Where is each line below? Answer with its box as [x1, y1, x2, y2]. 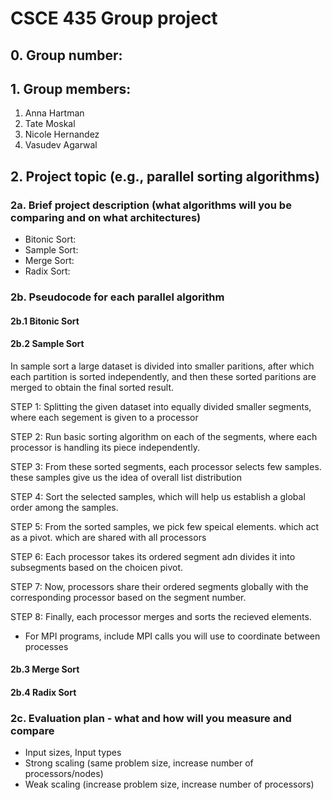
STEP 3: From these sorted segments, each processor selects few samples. [10, 460, 322, 472]
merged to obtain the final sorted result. [10, 381, 175, 393]
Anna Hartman [24, 107, 85, 119]
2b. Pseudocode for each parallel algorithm [10, 290, 225, 304]
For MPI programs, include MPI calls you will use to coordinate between [24, 630, 321, 642]
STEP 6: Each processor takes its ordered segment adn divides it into [10, 550, 296, 562]
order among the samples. [10, 501, 119, 513]
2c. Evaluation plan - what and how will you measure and [10, 711, 292, 725]
